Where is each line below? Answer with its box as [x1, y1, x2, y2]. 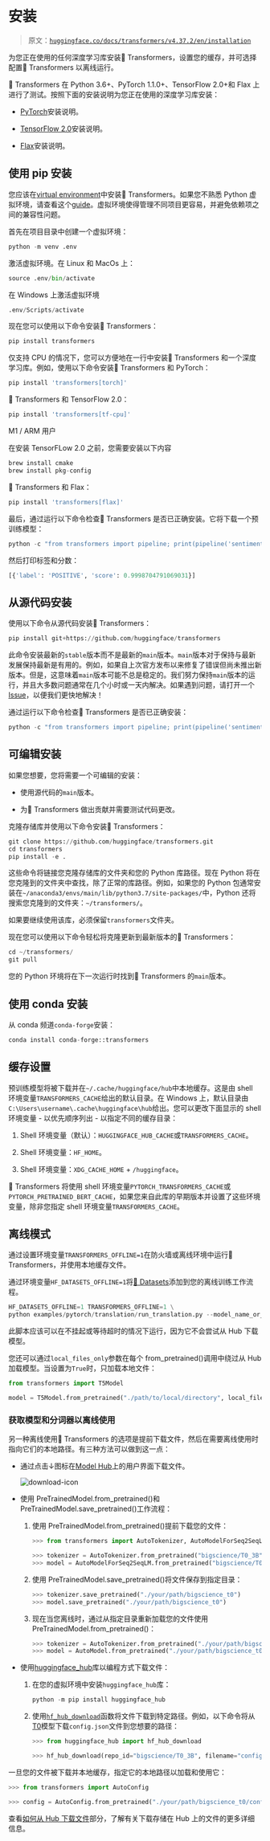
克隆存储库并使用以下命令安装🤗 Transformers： [8, 821, 166, 831]
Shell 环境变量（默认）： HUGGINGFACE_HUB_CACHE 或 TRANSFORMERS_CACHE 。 [19, 1130, 253, 1140]
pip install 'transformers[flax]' [8, 498, 125, 506]
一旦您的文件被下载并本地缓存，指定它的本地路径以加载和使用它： [8, 1767, 227, 1777]
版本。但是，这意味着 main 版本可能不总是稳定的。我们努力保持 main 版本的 [8, 670, 249, 680]
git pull [8, 956, 38, 964]
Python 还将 [215, 888, 256, 898]
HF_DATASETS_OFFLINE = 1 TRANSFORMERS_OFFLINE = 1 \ [8, 1303, 174, 1312]
